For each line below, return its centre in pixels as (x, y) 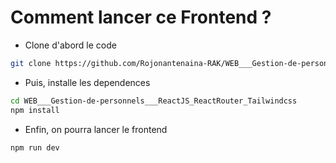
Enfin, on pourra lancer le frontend (96, 129)
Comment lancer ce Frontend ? (141, 17)
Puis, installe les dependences (87, 82)
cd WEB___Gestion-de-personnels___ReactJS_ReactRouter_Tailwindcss (154, 101)
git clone (31, 63)
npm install (35, 110)
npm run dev (35, 147)
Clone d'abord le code (70, 45)
